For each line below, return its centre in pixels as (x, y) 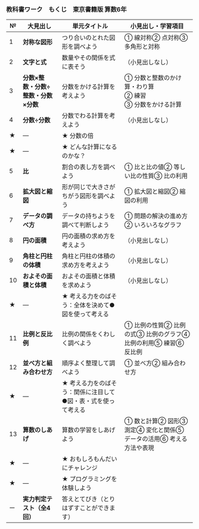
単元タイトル (90, 26)
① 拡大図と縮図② (151, 191)
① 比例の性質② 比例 (155, 325)
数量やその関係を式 (89, 58)
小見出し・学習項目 (157, 26)
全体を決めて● (94, 306)
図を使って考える (86, 314)
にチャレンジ (80, 468)
